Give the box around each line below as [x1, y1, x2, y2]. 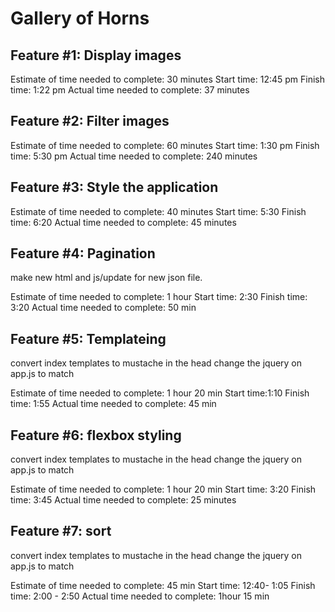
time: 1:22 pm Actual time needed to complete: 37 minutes [10, 84, 250, 96]
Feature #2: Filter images [10, 113, 170, 130]
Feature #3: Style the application [10, 179, 219, 196]
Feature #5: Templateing [10, 330, 167, 347]
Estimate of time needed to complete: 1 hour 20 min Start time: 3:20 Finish [10, 483, 317, 496]
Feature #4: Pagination [10, 245, 156, 262]
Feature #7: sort [10, 523, 112, 540]
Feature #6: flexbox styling [10, 427, 182, 444]
